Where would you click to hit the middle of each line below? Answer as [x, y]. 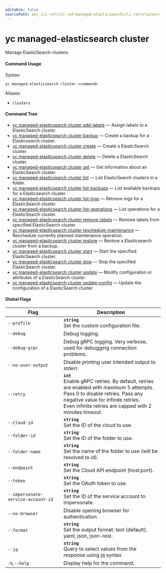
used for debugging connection [100, 348]
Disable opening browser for [96, 511]
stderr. [71, 368]
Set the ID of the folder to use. [98, 438]
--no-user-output [28, 365]
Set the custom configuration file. [102, 326]
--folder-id [22, 436]
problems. [75, 354]
